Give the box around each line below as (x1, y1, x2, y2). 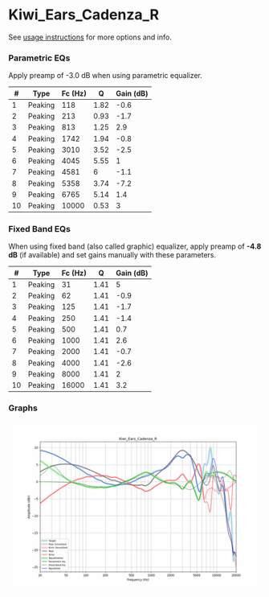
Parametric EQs (8, 52, 71, 64)
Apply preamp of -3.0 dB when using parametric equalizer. (8, 71, 203, 80)
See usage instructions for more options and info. (8, 32, 173, 42)
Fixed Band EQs (8, 223, 71, 234)
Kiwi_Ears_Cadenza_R (8, 6, 159, 24)
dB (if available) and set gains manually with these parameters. (8, 250, 217, 260)
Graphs (8, 402, 38, 414)
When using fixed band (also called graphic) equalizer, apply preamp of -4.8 (8, 241, 262, 251)
